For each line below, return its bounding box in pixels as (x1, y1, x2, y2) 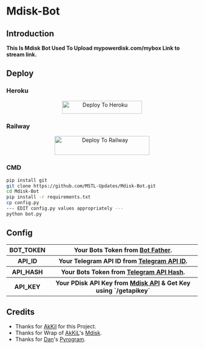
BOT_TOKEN (9, 245, 46, 254)
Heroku (6, 87, 29, 95)
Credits (6, 307, 35, 317)
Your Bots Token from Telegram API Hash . (61, 268, 185, 276)
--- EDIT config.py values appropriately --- (6, 205, 123, 211)
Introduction (6, 28, 55, 39)
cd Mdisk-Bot (6, 188, 39, 194)
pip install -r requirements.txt (6, 194, 91, 201)
